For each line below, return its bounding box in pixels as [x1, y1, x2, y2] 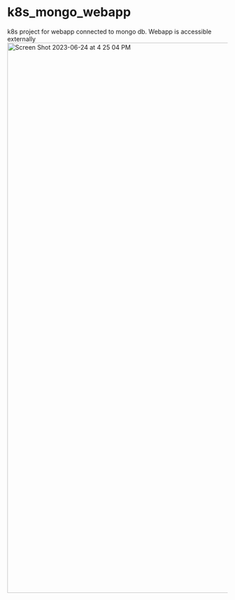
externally [7, 34, 36, 43]
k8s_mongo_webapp [7, 4, 131, 20]
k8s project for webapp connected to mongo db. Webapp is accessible [7, 27, 212, 36]
